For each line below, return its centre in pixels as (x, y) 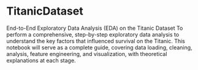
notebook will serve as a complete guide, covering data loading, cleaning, (99, 47)
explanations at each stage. (41, 60)
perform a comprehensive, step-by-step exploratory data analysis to (93, 34)
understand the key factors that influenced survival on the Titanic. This (96, 41)
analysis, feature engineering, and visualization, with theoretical (87, 54)
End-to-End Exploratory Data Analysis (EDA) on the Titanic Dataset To (95, 28)
